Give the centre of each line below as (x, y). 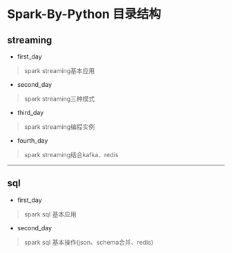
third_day (30, 112)
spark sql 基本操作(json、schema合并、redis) (89, 242)
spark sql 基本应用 (50, 214)
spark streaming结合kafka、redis (71, 155)
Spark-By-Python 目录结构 (84, 14)
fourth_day (32, 141)
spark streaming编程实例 (59, 127)
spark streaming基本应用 (59, 71)
